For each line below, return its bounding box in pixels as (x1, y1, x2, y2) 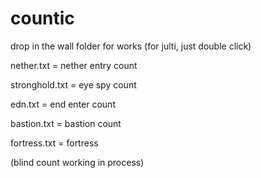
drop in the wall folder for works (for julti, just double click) (10, 40, 252, 52)
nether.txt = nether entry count (10, 59, 138, 71)
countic (10, 7, 75, 30)
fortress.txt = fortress (10, 137, 99, 149)
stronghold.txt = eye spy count (10, 78, 137, 91)
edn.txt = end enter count (10, 98, 116, 110)
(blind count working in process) (10, 156, 145, 168)
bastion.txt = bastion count (10, 117, 122, 129)
